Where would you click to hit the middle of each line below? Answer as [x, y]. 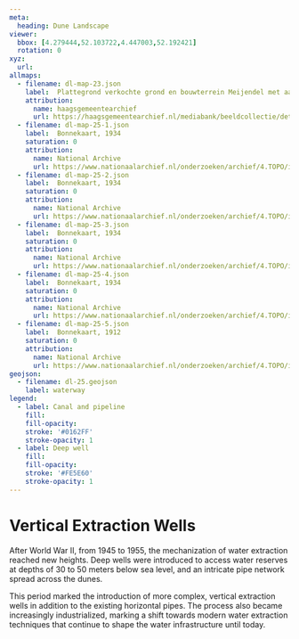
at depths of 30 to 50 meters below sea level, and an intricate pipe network [147, 569]
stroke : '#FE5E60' [59, 473]
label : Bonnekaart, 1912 [73, 332]
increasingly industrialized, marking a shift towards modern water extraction [149, 615]
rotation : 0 [40, 51]
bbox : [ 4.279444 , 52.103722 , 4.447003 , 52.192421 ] [107, 42]
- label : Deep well [53, 448]
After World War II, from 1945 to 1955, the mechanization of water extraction [149, 550]
